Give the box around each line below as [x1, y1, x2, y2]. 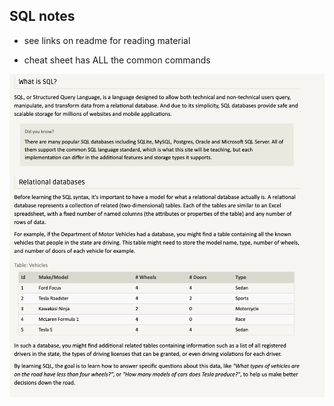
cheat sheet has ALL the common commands [23, 54, 211, 66]
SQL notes [9, 8, 76, 25]
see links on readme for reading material [23, 34, 191, 46]
